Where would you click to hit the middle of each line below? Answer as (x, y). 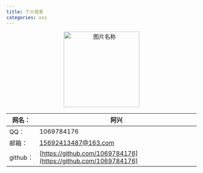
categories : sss (27, 18)
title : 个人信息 (25, 12)
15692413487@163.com (77, 143)
